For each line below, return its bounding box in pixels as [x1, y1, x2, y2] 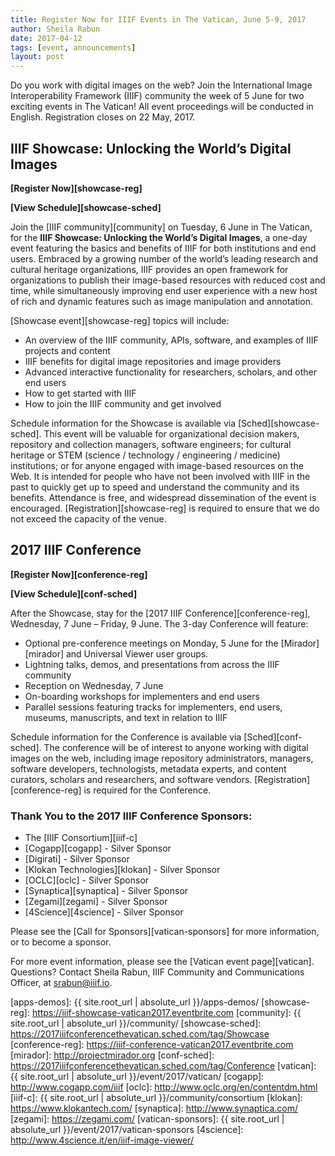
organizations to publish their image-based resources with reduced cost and [10, 274, 326, 286]
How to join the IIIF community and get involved [24, 397, 222, 410]
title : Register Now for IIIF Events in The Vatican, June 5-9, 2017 [10, 14, 307, 25]
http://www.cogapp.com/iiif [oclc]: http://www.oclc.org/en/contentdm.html [10, 1081, 318, 1093]
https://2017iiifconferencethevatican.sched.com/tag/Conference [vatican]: [10, 1060, 317, 1072]
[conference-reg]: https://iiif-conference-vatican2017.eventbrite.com [10, 1039, 294, 1051]
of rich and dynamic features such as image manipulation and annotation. [10, 295, 314, 307]
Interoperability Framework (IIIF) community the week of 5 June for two [10, 90, 305, 102]
